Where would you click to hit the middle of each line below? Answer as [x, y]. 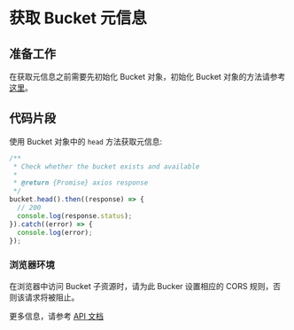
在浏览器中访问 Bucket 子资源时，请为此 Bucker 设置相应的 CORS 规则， [141, 286]
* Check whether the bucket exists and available [106, 166]
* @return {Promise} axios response [81, 183]
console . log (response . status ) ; [75, 216]
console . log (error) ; [55, 232]
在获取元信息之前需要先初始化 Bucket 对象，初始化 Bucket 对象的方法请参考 [147, 77]
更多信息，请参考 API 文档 [57, 316]
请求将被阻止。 [52, 297]
